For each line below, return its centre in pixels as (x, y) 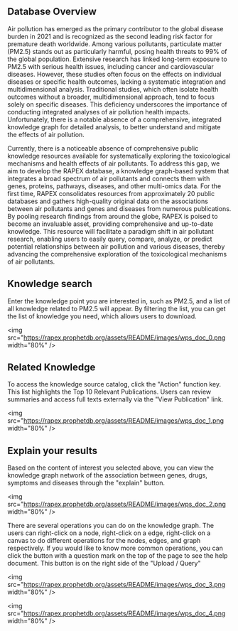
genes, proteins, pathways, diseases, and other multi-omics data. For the (114, 186)
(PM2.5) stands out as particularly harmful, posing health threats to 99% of (117, 51)
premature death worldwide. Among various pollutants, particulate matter (115, 44)
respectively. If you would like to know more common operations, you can (115, 548)
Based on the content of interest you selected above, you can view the (111, 468)
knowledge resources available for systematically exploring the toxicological (119, 156)
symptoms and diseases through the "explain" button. (86, 483)
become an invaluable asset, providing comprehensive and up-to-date (110, 224)
